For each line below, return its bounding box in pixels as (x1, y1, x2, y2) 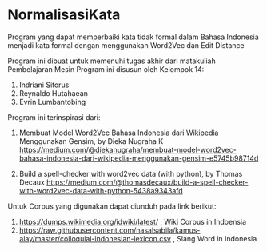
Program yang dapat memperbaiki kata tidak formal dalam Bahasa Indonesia (7, 32, 259, 42)
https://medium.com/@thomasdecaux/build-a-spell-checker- (46, 177, 249, 187)
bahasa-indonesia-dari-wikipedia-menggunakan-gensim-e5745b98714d (18, 153, 259, 163)
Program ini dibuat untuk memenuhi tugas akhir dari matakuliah (7, 56, 217, 66)
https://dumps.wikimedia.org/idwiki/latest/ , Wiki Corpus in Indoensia (18, 217, 247, 226)
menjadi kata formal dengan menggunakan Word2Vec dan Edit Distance (7, 40, 245, 50)
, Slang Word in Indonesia (172, 233, 257, 243)
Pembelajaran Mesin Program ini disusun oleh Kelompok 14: (7, 64, 205, 74)
